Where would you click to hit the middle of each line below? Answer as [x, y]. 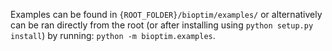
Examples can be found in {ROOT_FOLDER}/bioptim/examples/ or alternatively [166, 14]
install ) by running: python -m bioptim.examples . [113, 35]
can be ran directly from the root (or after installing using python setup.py [162, 25]
